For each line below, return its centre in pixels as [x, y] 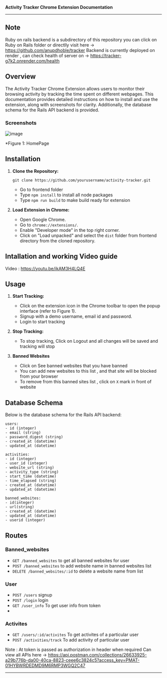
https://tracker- [106, 55]
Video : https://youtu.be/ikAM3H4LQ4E [45, 268]
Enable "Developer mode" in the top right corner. [70, 230]
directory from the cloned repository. [57, 241]
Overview [21, 77]
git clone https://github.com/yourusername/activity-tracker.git [81, 180]
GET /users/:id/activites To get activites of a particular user [76, 635]
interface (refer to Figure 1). [48, 311]
